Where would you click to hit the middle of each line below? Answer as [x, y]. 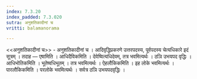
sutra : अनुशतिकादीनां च [30, 22]
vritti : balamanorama [33, 28]
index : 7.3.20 [24, 11]
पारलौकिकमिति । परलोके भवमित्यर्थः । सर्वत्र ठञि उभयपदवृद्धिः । [66, 70]
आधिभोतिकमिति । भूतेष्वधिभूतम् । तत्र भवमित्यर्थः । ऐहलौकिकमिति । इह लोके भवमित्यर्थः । [90, 63]
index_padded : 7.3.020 [34, 17]
